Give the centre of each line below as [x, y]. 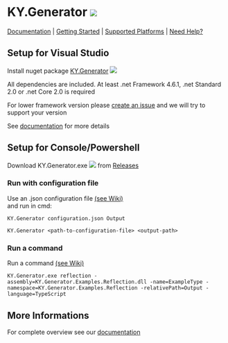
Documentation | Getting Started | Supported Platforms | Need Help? [105, 31]
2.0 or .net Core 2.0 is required [51, 92]
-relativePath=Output [172, 288]
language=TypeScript [37, 294]
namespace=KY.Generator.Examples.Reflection [72, 288]
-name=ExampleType [176, 282]
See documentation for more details [58, 126]
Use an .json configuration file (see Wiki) [65, 198]
